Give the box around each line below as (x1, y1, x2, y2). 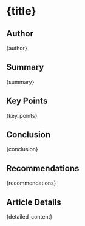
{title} (6, 4, 36, 18)
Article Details (6, 197, 62, 207)
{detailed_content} (6, 213, 53, 221)
